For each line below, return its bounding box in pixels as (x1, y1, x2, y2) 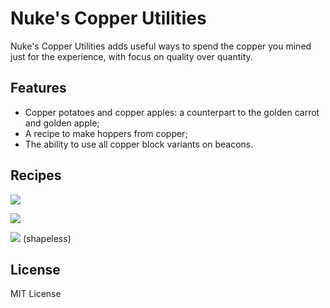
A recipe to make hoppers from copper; (24, 127, 188, 139)
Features (10, 80, 67, 97)
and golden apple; (24, 117, 100, 129)
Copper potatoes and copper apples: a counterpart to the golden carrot (24, 106, 320, 118)
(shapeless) (22, 232, 72, 244)
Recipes (10, 167, 62, 184)
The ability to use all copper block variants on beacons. (24, 138, 254, 150)
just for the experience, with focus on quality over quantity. (10, 50, 253, 62)
